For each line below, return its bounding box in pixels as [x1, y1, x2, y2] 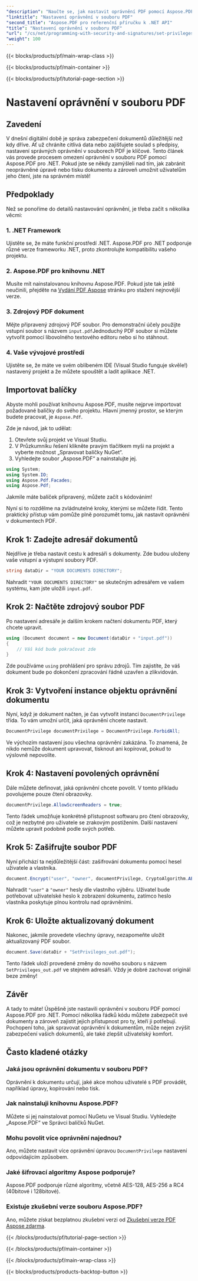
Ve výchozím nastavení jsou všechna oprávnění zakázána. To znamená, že [6, 739, 187, 746]
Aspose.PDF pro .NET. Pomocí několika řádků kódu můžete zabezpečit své [6, 1011, 188, 1018]
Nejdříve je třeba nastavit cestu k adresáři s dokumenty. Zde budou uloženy [6, 550, 190, 558]
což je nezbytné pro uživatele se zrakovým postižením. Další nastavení [6, 818, 178, 826]
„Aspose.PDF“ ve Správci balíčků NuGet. [6, 1119, 105, 1126]
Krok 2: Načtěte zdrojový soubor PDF [6, 602, 146, 612]
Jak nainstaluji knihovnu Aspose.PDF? [6, 1099, 118, 1108]
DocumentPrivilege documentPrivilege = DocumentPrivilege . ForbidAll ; [6, 728, 181, 735]
